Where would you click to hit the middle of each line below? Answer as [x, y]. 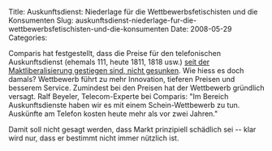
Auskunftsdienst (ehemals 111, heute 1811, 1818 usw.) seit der [109, 62]
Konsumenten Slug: [41, 20]
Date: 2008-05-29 [201, 29]
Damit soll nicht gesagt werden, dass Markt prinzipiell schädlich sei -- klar [132, 129]
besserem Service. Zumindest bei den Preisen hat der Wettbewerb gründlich [136, 88]
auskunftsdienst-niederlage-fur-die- [136, 20]
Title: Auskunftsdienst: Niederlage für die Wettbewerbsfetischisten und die [133, 12]
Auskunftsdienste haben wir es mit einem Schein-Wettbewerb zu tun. [124, 105]
